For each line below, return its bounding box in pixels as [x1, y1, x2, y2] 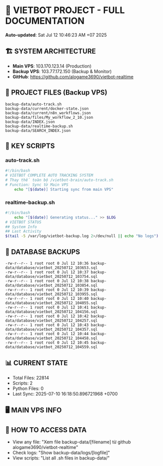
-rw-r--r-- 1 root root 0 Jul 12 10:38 [5, 278, 89, 283]
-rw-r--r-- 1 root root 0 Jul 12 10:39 [5, 287, 89, 292]
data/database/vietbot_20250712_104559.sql [5, 344, 98, 349]
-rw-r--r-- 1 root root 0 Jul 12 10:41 [5, 304, 89, 310]
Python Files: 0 [12, 385, 44, 392]
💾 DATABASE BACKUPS [5, 248, 80, 256]
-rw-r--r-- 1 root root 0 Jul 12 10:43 [5, 322, 89, 328]
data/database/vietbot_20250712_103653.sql [5, 265, 98, 270]
